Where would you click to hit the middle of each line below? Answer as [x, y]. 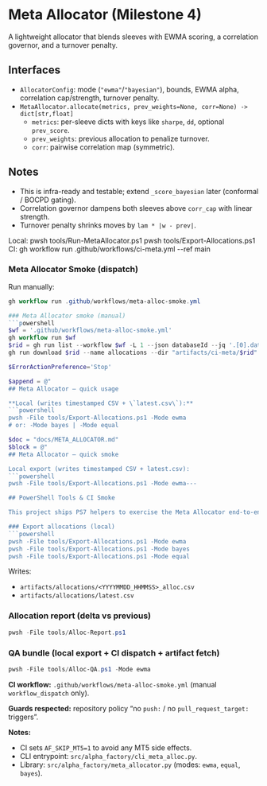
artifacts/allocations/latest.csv [77, 596]
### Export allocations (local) [62, 527]
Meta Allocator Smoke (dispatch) [74, 270]
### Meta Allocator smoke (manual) [67, 316]
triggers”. [23, 717]
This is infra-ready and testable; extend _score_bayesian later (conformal [139, 191]
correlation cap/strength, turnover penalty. [89, 98]
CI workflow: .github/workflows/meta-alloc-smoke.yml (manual [112, 684]
